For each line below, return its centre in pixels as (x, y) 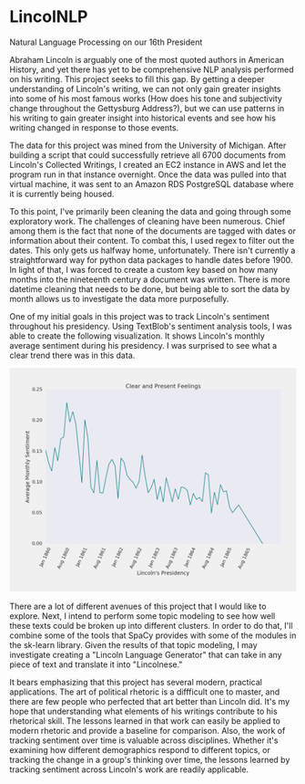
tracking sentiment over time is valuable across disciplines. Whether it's (144, 740)
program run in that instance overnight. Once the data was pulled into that (148, 174)
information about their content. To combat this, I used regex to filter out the (152, 240)
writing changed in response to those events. (94, 127)
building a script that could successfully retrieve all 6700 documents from (148, 155)
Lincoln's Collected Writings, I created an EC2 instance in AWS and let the (148, 164)
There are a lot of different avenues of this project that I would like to (138, 606)
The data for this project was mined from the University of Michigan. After (148, 145)
